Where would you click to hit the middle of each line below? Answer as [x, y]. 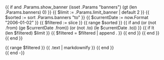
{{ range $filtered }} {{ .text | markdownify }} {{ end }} [60, 48]
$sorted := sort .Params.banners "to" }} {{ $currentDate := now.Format [77, 17]
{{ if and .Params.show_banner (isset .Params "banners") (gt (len [71, 7]
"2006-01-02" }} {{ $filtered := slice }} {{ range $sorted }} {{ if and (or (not [81, 22]
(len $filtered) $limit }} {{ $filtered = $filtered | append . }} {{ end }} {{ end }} [82, 33]
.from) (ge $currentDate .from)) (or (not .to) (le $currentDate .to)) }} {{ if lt [80, 28]
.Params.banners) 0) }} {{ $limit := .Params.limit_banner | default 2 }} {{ [77, 12]
